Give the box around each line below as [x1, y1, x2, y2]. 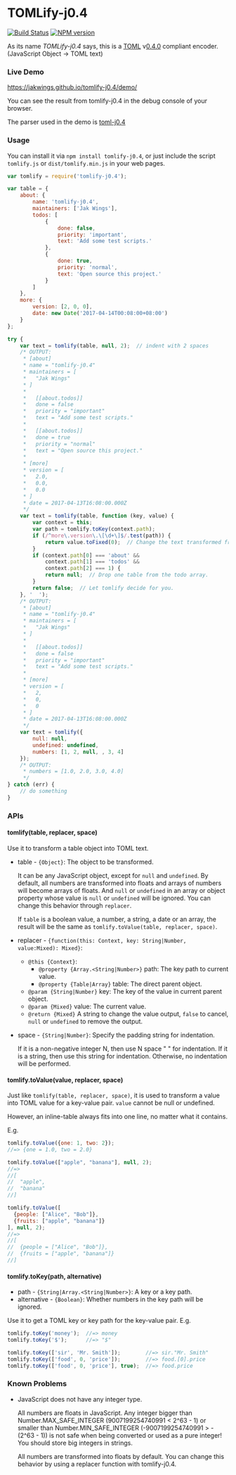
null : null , [32, 735, 68, 743]
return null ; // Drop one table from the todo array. [44, 572, 209, 579]
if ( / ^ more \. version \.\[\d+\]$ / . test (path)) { [32, 532, 171, 539]
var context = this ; [32, 519, 93, 526]
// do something [20, 788, 68, 795]
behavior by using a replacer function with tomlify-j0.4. [17, 1459, 177, 1468]
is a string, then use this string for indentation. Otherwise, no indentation [17, 1051, 228, 1060]
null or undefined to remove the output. [27, 1017, 143, 1025]
